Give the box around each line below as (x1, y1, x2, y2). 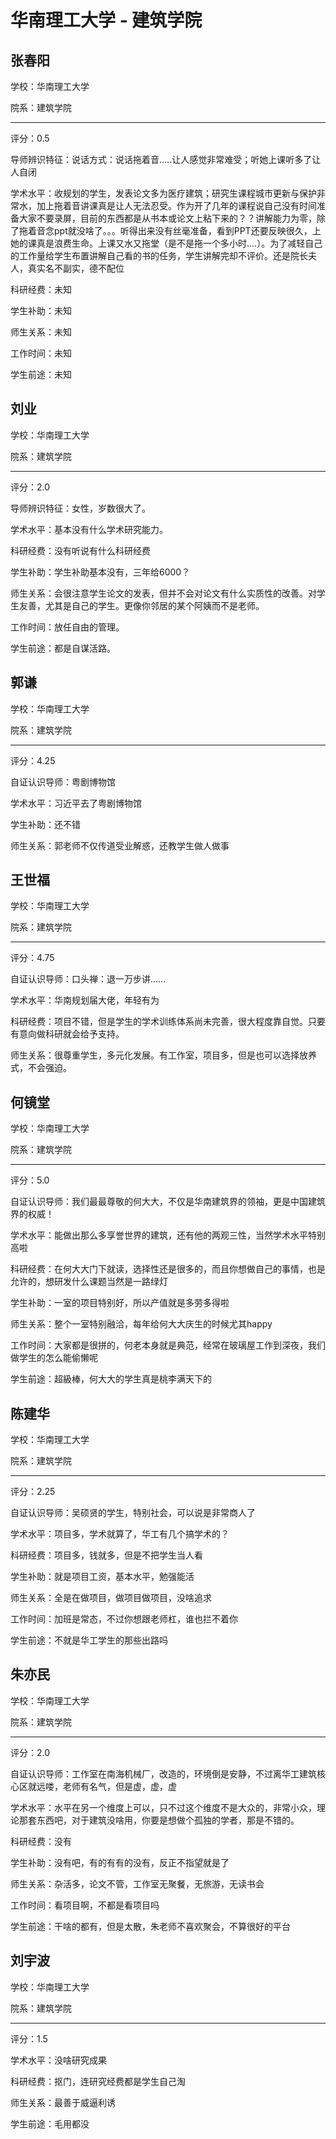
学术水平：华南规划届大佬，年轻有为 (10, 994, 160, 1006)
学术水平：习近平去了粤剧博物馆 (10, 797, 142, 809)
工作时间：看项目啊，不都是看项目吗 (10, 1899, 160, 1911)
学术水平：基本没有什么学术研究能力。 (10, 523, 168, 535)
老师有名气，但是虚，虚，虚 (62, 1780, 177, 1792)
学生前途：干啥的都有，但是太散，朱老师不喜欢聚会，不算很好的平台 (10, 1920, 291, 1932)
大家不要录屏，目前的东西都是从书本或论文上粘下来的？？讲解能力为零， (18, 212, 317, 224)
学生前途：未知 (10, 369, 72, 380)
